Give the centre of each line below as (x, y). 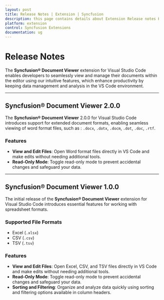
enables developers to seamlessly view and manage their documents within (81, 75)
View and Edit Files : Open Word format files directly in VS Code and (81, 151)
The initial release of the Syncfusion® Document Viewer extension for (76, 199)
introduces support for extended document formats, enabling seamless (77, 123)
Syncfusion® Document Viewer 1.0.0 (62, 187)
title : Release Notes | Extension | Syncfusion (54, 14)
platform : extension (26, 23)
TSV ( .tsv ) (23, 243)
